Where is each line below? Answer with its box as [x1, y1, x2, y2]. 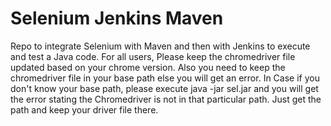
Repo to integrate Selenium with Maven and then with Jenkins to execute [10, 40, 311, 52]
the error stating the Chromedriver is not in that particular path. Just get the [10, 93, 322, 105]
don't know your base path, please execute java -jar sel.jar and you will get [10, 82, 319, 94]
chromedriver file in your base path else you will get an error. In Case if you [10, 72, 320, 84]
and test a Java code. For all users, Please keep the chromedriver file [10, 50, 296, 62]
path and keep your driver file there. [10, 103, 159, 116]
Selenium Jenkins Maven [10, 7, 224, 30]
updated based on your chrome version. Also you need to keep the [10, 61, 286, 73]
